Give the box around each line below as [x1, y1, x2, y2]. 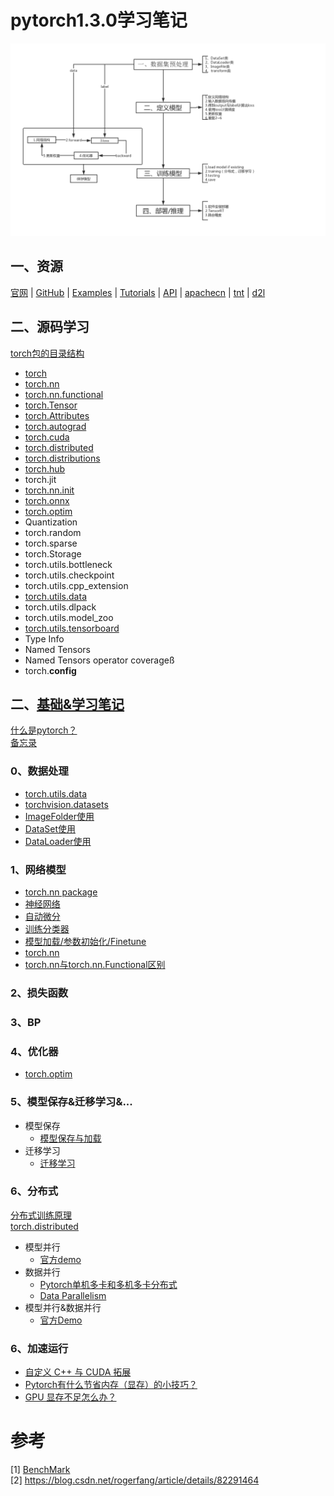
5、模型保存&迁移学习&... [10, 1095, 133, 1109]
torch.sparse [24, 537, 78, 549]
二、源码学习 [10, 319, 90, 336]
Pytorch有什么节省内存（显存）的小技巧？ [24, 1379, 198, 1391]
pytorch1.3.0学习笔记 [10, 9, 188, 32]
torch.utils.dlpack [24, 601, 97, 613]
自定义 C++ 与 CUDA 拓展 [24, 1366, 132, 1378]
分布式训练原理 [10, 1209, 72, 1221]
